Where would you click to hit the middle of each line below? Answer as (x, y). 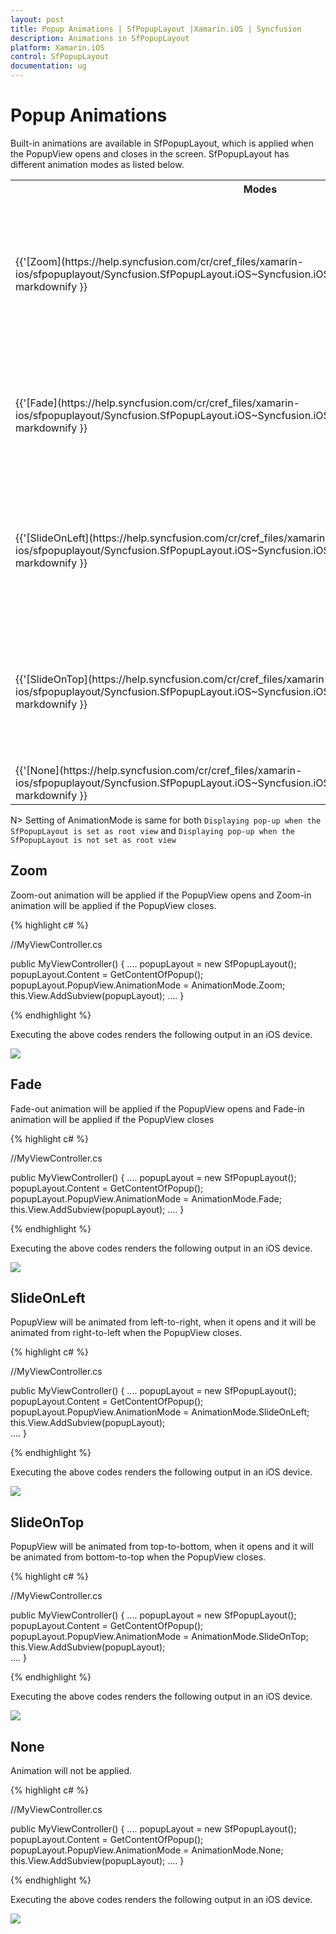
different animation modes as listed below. (97, 164)
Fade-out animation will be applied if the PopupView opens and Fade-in (157, 1108)
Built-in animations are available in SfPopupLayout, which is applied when (162, 143)
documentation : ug (48, 66)
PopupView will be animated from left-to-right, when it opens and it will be (163, 1322)
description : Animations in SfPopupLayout (100, 38)
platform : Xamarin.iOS (57, 47)
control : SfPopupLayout (60, 57)
